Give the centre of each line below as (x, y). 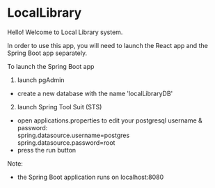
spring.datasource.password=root (66, 142)
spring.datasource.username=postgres (73, 135)
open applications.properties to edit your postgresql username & (110, 120)
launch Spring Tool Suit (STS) (59, 107)
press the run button (47, 150)
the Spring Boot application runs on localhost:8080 (90, 177)
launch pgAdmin (41, 80)
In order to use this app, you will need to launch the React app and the (108, 45)
